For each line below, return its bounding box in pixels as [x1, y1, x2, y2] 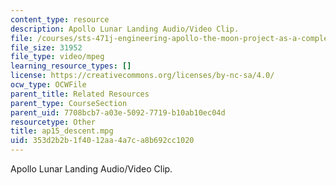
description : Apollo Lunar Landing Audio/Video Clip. [10, 24, 240, 34]
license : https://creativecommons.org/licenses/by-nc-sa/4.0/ [10, 71, 275, 81]
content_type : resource [10, 14, 110, 25]
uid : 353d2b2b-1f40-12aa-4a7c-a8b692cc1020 [10, 136, 195, 146]
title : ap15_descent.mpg [10, 126, 114, 136]
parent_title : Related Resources [10, 89, 150, 99]
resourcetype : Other [10, 117, 97, 127]
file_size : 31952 [10, 42, 83, 53]
